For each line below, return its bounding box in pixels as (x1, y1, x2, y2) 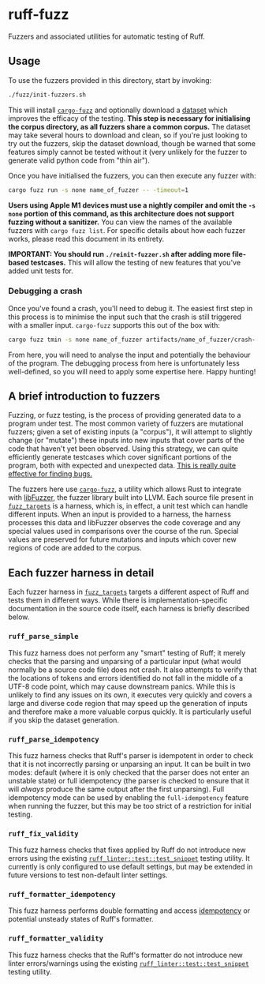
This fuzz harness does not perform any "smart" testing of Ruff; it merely (8, 648, 246, 657)
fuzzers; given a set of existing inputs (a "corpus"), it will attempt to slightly (8, 427, 252, 437)
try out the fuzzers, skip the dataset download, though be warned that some (8, 138, 256, 148)
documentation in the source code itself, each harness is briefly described (8, 604, 250, 614)
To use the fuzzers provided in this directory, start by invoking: (8, 75, 212, 85)
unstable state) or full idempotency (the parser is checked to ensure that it (8, 776, 250, 785)
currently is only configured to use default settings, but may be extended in (8, 862, 253, 872)
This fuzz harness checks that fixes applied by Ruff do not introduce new (8, 845, 246, 854)
